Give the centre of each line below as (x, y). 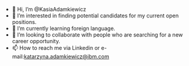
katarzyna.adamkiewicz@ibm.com (67, 56)
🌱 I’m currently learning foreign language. (64, 28)
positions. (24, 22)
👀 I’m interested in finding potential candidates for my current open (95, 16)
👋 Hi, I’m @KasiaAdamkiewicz (49, 9)
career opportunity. (36, 41)
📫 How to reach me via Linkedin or (56, 48)
